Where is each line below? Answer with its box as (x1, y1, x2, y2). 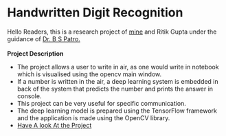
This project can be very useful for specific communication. (16, 99, 187, 107)
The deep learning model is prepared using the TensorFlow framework (16, 106, 218, 115)
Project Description (7, 49, 64, 58)
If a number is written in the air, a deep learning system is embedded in (16, 77, 218, 85)
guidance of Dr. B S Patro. (7, 34, 80, 43)
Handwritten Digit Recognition (7, 5, 183, 21)
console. (16, 91, 42, 100)
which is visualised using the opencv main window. (16, 70, 162, 78)
